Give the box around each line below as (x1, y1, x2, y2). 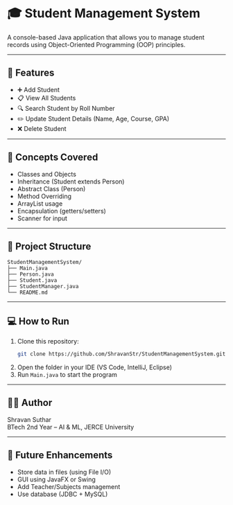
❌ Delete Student (17, 124, 67, 132)
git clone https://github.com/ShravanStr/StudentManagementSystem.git (17, 351, 226, 357)
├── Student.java (7, 277, 58, 284)
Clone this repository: (17, 337, 79, 346)
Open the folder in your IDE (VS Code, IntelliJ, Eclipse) (17, 363, 172, 371)
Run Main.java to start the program (17, 371, 118, 379)
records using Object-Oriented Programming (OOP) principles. (7, 40, 186, 48)
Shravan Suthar (7, 415, 52, 423)
